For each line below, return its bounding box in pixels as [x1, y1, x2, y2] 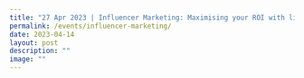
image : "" [9, 55, 47, 64]
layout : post [9, 38, 59, 48]
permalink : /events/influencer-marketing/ [9, 22, 172, 30]
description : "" [9, 47, 71, 56]
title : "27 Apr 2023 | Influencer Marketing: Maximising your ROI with [9, 13, 285, 22]
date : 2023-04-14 [9, 30, 75, 39]
